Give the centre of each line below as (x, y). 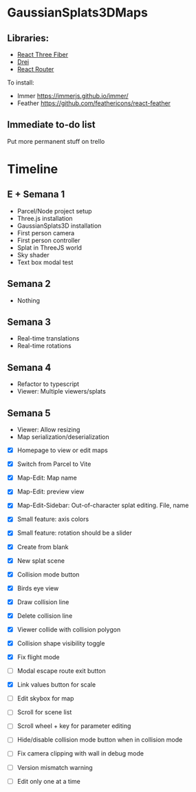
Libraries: (28, 38)
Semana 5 (29, 413)
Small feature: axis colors (53, 519)
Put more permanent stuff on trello (56, 141)
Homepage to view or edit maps (62, 450)
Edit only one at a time (48, 781)
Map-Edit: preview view (51, 492)
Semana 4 (29, 367)
